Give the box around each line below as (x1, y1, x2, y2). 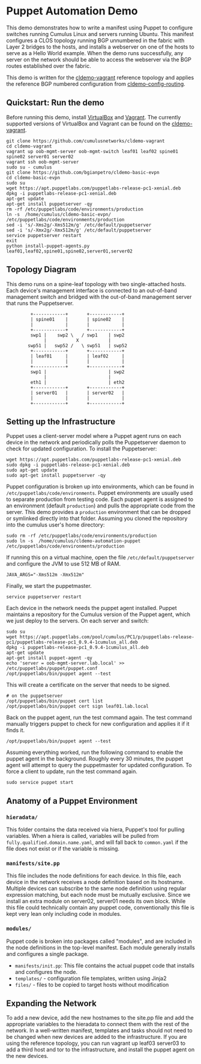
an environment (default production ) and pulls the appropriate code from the (6, 502, 196, 509)
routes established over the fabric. (6, 62, 91, 70)
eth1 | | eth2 (30, 379, 125, 385)
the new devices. (6, 1053, 49, 1060)
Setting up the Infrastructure (6, 416, 116, 426)
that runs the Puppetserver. (6, 299, 74, 306)
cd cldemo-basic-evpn (6, 175, 61, 181)
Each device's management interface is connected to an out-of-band (6, 287, 177, 294)
